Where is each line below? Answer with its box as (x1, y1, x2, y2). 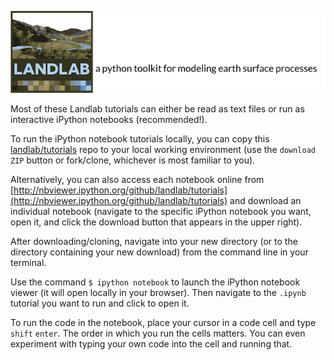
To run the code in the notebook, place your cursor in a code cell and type (10, 316, 317, 328)
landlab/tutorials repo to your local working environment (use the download (10, 143, 316, 155)
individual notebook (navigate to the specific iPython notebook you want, (10, 205, 312, 217)
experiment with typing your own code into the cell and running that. (10, 337, 293, 350)
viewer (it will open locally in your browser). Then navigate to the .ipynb (10, 286, 307, 298)
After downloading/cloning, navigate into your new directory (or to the (10, 235, 298, 247)
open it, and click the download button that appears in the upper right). (10, 216, 303, 228)
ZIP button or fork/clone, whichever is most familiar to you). (10, 154, 256, 166)
